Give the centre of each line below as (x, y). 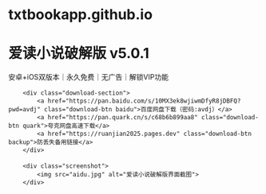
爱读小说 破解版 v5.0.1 (79, 54)
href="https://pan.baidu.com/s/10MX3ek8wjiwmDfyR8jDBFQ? (144, 101)
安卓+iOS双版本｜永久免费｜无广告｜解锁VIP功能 (89, 77)
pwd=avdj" (25, 110)
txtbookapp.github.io (81, 15)
